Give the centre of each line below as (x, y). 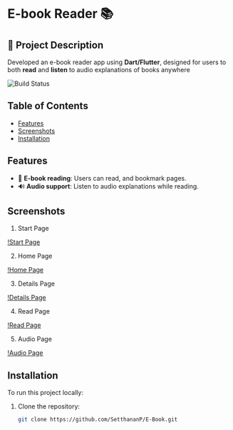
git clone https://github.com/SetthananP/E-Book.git (98, 420)
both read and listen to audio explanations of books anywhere (99, 70)
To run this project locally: (46, 393)
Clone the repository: (49, 406)
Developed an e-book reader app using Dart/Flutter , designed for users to (117, 62)
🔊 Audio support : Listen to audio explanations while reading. (108, 186)
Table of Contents (48, 106)
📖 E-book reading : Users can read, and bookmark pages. (102, 178)
